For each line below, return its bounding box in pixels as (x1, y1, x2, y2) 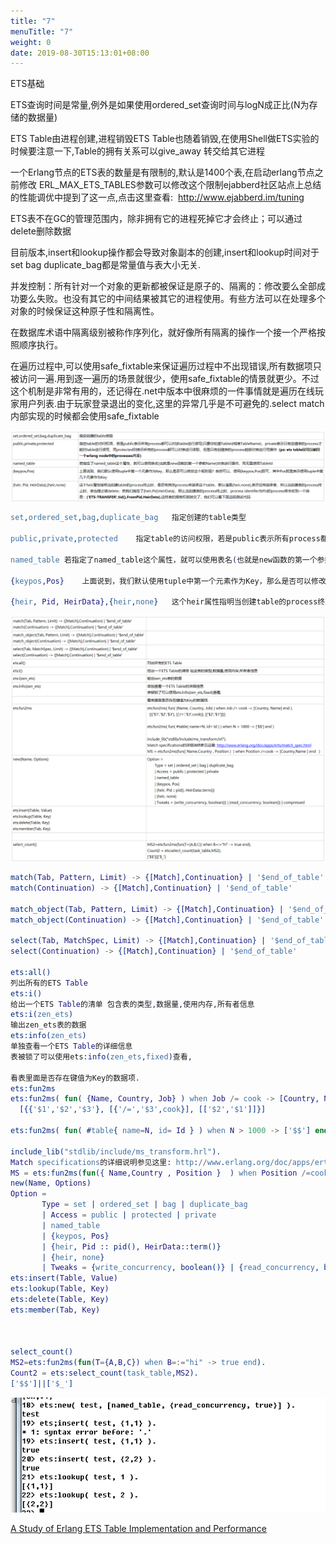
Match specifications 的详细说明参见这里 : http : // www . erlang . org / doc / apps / (10, 1157, 315, 1167)
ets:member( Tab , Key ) (10, 1305, 101, 1315)
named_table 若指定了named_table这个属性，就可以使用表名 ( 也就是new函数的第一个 (10, 555, 318, 565)
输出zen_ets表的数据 (10, 1020, 87, 1030)
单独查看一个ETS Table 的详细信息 (10, 1041, 133, 1052)
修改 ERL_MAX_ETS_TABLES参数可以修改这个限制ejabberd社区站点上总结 (18, 179, 322, 191)
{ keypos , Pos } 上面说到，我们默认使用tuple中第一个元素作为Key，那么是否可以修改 (10, 576, 327, 586)
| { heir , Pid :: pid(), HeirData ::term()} (41, 1241, 222, 1252)
